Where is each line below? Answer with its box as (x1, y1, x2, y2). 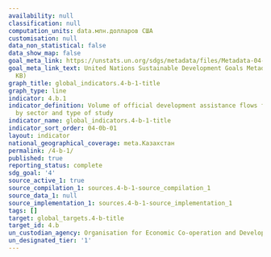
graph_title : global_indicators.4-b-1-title (8, 79, 161, 87)
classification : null (8, 19, 81, 27)
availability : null (8, 11, 74, 20)
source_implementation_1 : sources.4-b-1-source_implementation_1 (8, 199, 232, 207)
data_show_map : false (8, 49, 81, 57)
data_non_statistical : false (8, 42, 106, 50)
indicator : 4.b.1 (8, 94, 67, 102)
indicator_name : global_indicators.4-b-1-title (8, 117, 172, 125)
